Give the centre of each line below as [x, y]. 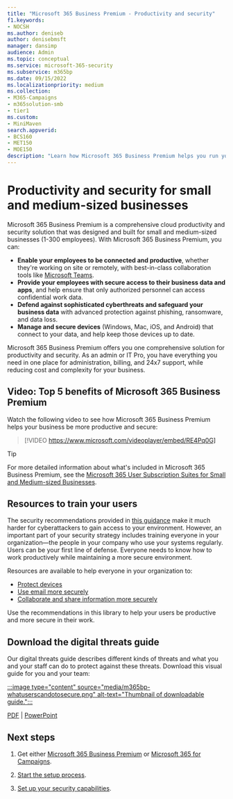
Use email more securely [53, 592]
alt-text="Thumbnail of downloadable [150, 695]
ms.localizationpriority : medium [55, 85]
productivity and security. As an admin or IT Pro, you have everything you [112, 355]
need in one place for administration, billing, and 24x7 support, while [105, 362]
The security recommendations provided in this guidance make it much [109, 521]
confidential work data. [50, 297]
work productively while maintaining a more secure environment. [100, 557]
